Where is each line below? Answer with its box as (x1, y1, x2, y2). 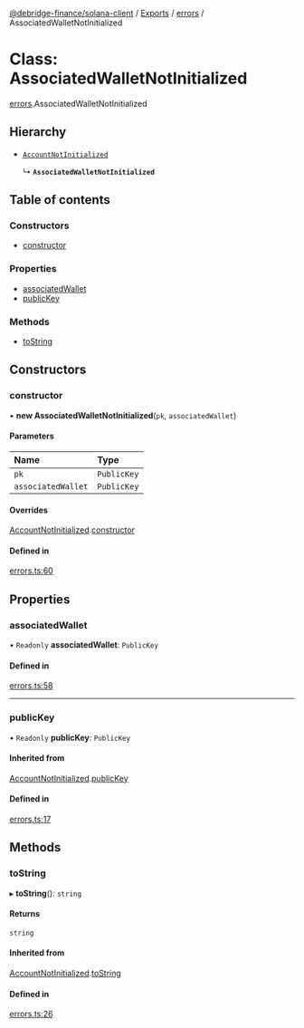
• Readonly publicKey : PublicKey (9, 732, 131, 743)
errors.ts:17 (9, 813, 52, 824)
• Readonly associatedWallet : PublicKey (9, 639, 159, 650)
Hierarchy (9, 124, 67, 139)
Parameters (9, 430, 54, 442)
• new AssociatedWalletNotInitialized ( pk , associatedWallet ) (9, 409, 237, 420)
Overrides (9, 504, 48, 515)
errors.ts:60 (9, 565, 54, 576)
